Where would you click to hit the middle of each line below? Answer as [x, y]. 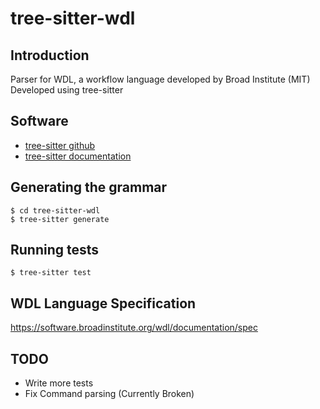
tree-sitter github [60, 145]
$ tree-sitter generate [60, 219]
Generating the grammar [89, 187]
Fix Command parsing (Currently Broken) [109, 394]
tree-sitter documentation [78, 156]
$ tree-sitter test [51, 273]
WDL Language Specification [103, 303]
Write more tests [59, 383]
